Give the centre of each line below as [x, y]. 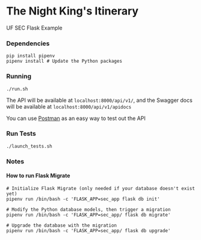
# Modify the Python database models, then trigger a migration [88, 209]
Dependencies [28, 43]
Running [19, 77]
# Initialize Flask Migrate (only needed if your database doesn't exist [101, 188]
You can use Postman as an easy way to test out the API [76, 118]
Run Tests [21, 134]
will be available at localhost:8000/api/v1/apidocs [69, 106]
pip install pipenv [31, 56]
